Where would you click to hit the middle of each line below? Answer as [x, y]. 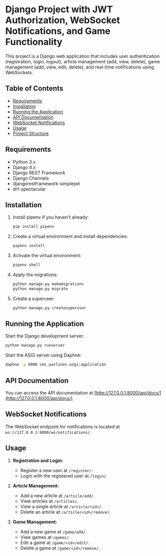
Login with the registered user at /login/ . [64, 476]
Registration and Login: [38, 460]
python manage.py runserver [35, 345]
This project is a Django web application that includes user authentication [82, 56]
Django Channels [31, 178]
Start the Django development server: [45, 336]
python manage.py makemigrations [48, 284]
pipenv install [29, 246]
